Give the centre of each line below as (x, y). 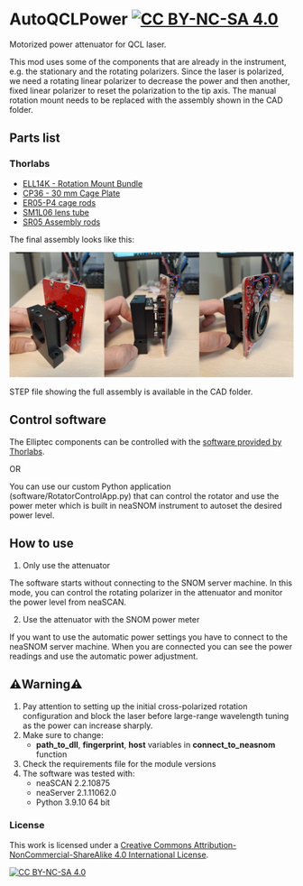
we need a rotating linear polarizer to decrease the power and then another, (150, 80)
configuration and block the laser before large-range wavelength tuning (156, 715)
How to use (41, 544)
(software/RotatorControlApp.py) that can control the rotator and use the (144, 495)
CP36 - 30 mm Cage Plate (71, 193)
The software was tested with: (78, 773)
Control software (58, 420)
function (51, 754)
